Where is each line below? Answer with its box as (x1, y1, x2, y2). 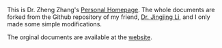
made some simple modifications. (7, 20, 102, 28)
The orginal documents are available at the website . (7, 33, 152, 41)
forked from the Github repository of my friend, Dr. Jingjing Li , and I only (7, 13, 210, 21)
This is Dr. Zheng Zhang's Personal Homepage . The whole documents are (7, 6, 215, 14)
